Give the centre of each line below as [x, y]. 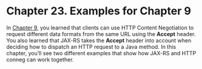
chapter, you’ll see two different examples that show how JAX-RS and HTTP [101, 53]
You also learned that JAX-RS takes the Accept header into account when [99, 40]
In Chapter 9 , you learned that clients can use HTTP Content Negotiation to [100, 28]
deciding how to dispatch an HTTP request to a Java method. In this [91, 47]
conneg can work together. [40, 59]
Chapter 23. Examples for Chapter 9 [99, 11]
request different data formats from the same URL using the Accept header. [101, 34]
